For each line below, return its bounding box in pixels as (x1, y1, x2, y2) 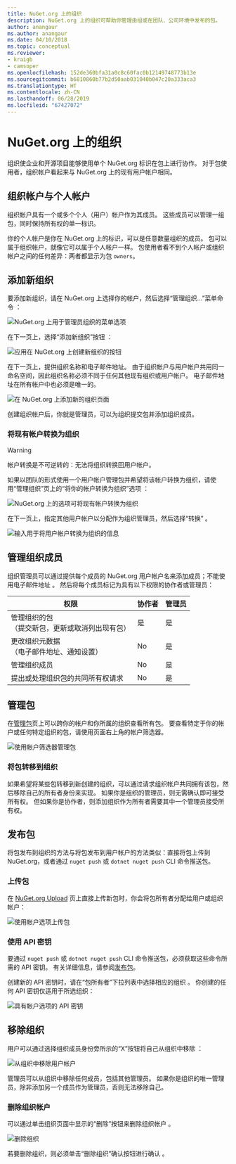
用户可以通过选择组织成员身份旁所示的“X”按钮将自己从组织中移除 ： (7, 1044, 204, 1052)
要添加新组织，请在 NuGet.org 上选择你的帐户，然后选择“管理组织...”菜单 (7, 294, 218, 302)
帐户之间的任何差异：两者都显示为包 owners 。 (7, 251, 139, 260)
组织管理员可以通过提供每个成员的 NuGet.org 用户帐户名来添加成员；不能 (7, 571, 219, 580)
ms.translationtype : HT (7, 82, 77, 89)
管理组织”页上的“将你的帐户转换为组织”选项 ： (16, 484, 150, 492)
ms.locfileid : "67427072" (7, 102, 83, 109)
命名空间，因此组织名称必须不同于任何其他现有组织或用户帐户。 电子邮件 (7, 371, 218, 380)
